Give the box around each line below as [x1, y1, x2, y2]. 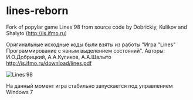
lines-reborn [6, 4, 69, 18]
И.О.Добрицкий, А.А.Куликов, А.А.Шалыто [6, 53, 111, 60]
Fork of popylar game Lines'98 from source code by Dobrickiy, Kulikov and [6, 23, 188, 30]
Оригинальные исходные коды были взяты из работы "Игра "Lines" [6, 41, 176, 48]
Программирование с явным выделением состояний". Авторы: [6, 47, 165, 54]
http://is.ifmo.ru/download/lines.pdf [6, 60, 92, 67]
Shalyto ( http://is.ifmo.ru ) [6, 29, 67, 36]
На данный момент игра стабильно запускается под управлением [6, 82, 173, 89]
